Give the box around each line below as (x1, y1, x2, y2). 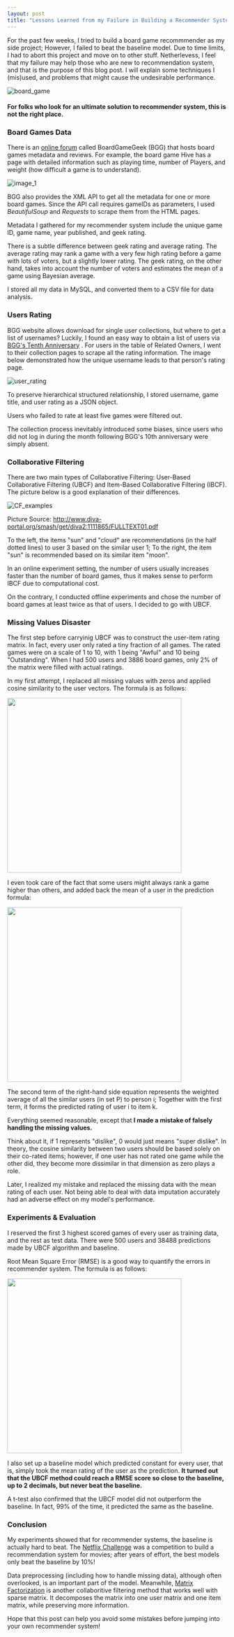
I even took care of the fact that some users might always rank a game (7, 879, 210, 887)
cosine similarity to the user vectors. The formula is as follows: (7, 684, 187, 693)
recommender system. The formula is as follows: (7, 1264, 148, 1273)
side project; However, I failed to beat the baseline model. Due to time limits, (7, 43, 226, 52)
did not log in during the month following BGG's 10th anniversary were (7, 432, 209, 440)
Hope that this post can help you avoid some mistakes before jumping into (7, 1614, 221, 1622)
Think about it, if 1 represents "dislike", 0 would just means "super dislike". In (7, 1137, 227, 1146)
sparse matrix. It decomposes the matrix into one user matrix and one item (7, 1593, 221, 1601)
